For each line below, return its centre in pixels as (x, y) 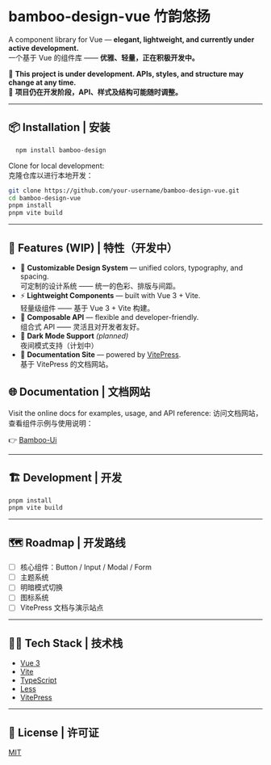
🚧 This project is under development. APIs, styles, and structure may (126, 74)
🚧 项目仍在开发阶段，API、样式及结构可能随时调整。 (96, 92)
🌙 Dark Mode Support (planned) (74, 335)
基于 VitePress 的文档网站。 (66, 364)
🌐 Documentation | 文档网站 (79, 392)
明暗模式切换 (41, 587)
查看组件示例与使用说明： (51, 423)
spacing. (35, 276)
